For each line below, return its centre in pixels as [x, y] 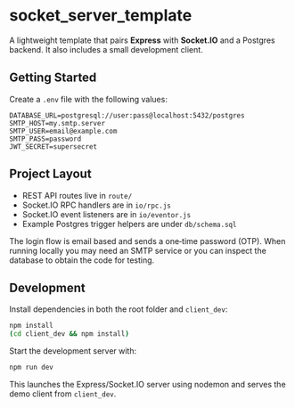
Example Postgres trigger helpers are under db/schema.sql [129, 224]
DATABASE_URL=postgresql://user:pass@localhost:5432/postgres [127, 115]
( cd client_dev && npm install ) [69, 334]
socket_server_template [101, 16]
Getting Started [53, 78]
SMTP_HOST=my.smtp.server [57, 123]
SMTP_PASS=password [45, 139]
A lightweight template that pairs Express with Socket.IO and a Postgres [142, 40]
